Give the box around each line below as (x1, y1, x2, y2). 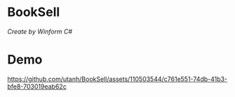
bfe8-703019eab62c (7, 82, 67, 91)
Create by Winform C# (7, 27, 72, 36)
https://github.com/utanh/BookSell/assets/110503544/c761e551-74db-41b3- (7, 75, 228, 83)
